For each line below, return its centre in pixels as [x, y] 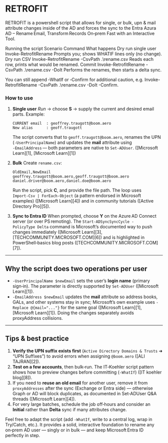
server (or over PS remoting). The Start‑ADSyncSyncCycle [71, 221]
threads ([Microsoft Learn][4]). [44, 399]
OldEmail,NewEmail [31, 172]
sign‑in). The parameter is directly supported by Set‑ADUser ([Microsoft [85, 286]
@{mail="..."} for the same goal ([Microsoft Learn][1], [86, 308]
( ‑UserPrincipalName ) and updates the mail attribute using [72, 143]
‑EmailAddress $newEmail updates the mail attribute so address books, [85, 297]
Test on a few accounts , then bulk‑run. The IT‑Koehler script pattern [83, 367]
